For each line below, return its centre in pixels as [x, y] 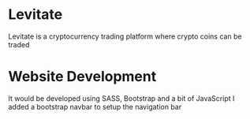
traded [19, 44]
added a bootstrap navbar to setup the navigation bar [95, 106]
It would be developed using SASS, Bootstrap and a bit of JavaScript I [121, 98]
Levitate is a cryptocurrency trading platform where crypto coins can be [125, 36]
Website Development [82, 77]
